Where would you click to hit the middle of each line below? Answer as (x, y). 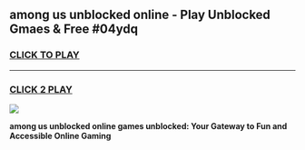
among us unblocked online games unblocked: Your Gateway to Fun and (148, 125)
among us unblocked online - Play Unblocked (140, 15)
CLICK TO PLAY (44, 55)
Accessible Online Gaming (60, 135)
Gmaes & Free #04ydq (74, 30)
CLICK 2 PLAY (41, 89)
